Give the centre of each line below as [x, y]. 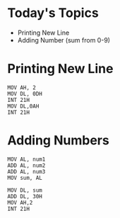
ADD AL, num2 [26, 165]
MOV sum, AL [25, 178]
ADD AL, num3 [26, 171]
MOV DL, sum [25, 190]
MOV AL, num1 [26, 159]
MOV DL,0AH [23, 106]
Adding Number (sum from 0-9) [64, 40]
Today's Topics [53, 13]
